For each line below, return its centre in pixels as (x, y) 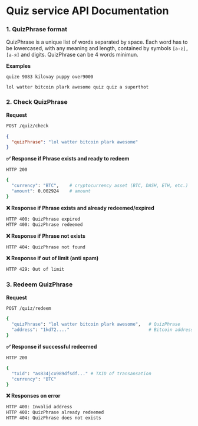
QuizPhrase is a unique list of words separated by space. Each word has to (97, 42)
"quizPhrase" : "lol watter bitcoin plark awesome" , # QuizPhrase (96, 325)
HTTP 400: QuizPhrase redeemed (44, 225)
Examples (19, 66)
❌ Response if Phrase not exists (46, 236)
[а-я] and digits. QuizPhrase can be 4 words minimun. (72, 55)
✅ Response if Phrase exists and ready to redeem (68, 159)
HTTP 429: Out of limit (35, 270)
